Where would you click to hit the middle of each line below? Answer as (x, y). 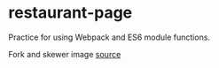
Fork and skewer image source (65, 54)
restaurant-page (70, 13)
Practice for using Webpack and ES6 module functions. (109, 37)
